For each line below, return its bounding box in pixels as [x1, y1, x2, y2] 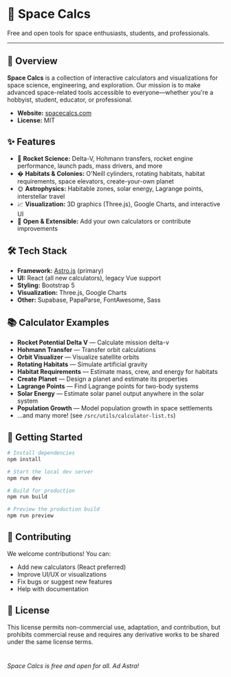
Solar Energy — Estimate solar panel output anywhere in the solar [16, 390, 204, 398]
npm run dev [7, 474, 41, 482]
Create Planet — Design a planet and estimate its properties [16, 375, 188, 384]
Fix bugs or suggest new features [16, 577, 113, 586]
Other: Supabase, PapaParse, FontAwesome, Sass [16, 296, 161, 304]
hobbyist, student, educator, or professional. [7, 96, 133, 104]
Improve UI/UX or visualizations [16, 570, 107, 578]
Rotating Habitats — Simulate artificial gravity [16, 360, 148, 368]
